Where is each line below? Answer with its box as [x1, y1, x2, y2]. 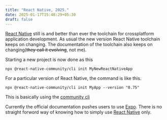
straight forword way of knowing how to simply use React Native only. [5, 109, 151, 115]
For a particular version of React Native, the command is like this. [5, 75, 142, 82]
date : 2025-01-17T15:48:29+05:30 [5, 12, 76, 17]
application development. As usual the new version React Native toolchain [5, 36, 160, 42]
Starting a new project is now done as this [5, 57, 93, 63]
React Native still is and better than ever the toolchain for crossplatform [5, 31, 154, 37]
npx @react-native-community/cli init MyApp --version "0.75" [5, 85, 140, 90]
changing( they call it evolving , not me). [5, 47, 87, 53]
